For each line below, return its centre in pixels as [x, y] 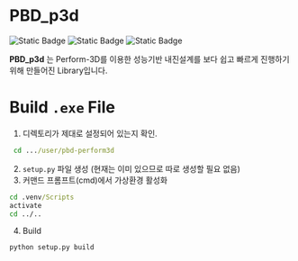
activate [26, 205]
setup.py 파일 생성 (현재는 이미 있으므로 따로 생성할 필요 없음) [131, 168]
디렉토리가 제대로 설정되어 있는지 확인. [90, 133]
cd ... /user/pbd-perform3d [64, 150]
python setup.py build [52, 247]
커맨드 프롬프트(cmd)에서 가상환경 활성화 [95, 180]
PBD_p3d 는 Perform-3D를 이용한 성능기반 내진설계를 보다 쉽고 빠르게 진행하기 [149, 58]
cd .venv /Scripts [42, 197]
